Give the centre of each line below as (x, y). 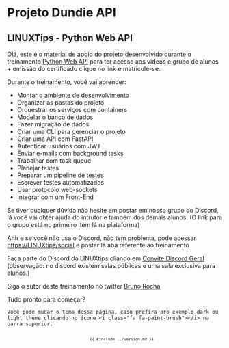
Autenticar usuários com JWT (59, 146)
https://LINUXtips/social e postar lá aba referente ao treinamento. (99, 245)
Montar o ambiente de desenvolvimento (73, 95)
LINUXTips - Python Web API (70, 38)
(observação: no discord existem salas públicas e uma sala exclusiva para (111, 266)
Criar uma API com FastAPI (55, 139)
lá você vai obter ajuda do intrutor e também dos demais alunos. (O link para (115, 217)
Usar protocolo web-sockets (57, 190)
